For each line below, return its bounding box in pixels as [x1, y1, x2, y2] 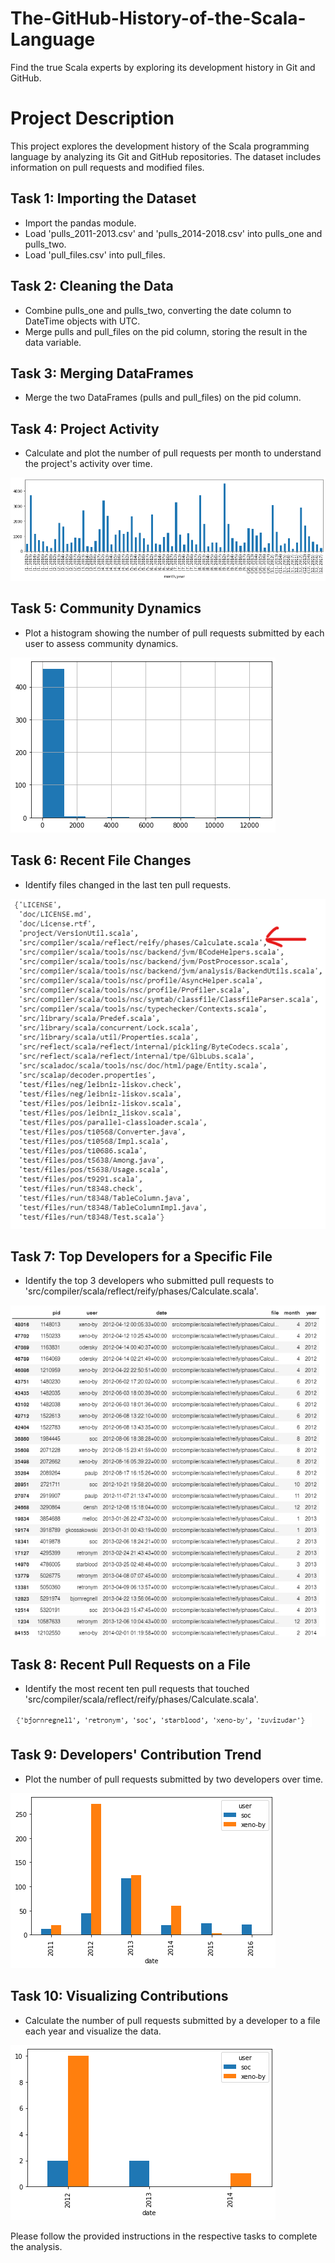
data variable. [24, 336, 82, 348]
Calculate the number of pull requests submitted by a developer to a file [24, 2014, 321, 2026]
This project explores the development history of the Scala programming [10, 140, 310, 152]
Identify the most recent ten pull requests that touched [24, 1683, 250, 1694]
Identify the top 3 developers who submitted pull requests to [24, 1275, 275, 1287]
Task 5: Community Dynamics [10, 600, 202, 617]
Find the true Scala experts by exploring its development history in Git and [10, 61, 316, 73]
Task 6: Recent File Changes [10, 852, 192, 869]
